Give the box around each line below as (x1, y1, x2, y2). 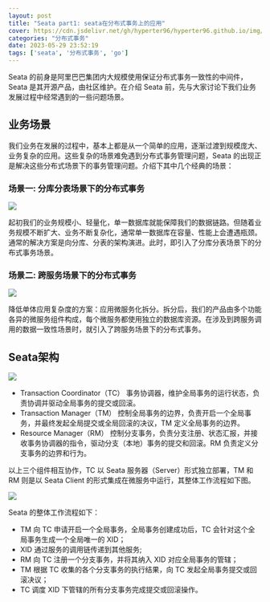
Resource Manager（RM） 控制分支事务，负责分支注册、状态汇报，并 (19, 429, 252, 438)
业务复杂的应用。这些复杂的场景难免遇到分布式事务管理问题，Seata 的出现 (8, 150, 255, 161)
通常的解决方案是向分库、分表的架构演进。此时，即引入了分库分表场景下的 (8, 238, 255, 247)
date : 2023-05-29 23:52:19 (8, 42, 99, 50)
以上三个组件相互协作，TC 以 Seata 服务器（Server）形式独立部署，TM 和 (8, 466, 254, 475)
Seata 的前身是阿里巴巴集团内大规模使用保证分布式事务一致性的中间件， (8, 72, 247, 81)
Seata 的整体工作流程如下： (8, 507, 100, 518)
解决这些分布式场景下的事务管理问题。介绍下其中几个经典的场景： (14, 161, 234, 170)
